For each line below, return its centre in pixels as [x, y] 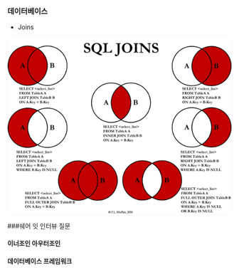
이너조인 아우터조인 [34, 244]
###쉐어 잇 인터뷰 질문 [39, 226]
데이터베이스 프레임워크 [40, 261]
